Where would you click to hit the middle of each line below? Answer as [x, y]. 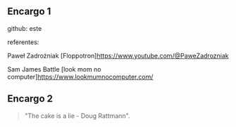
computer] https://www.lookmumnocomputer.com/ [80, 76]
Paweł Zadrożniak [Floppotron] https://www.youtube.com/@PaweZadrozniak [118, 55]
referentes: [23, 42]
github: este [25, 28]
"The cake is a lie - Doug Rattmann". [77, 116]
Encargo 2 [30, 99]
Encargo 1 [29, 12]
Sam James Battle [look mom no [54, 69]
